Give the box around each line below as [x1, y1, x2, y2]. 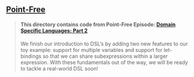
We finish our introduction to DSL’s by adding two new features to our [20, 40, 188, 47]
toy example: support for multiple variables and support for [20, 46, 162, 53]
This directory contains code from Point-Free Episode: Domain [20, 20, 176, 28]
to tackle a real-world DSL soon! [20, 65, 98, 72]
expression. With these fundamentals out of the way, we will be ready [20, 58, 188, 66]
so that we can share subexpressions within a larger [43, 52, 168, 60]
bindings [20, 52, 42, 60]
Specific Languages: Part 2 [20, 27, 88, 34]
